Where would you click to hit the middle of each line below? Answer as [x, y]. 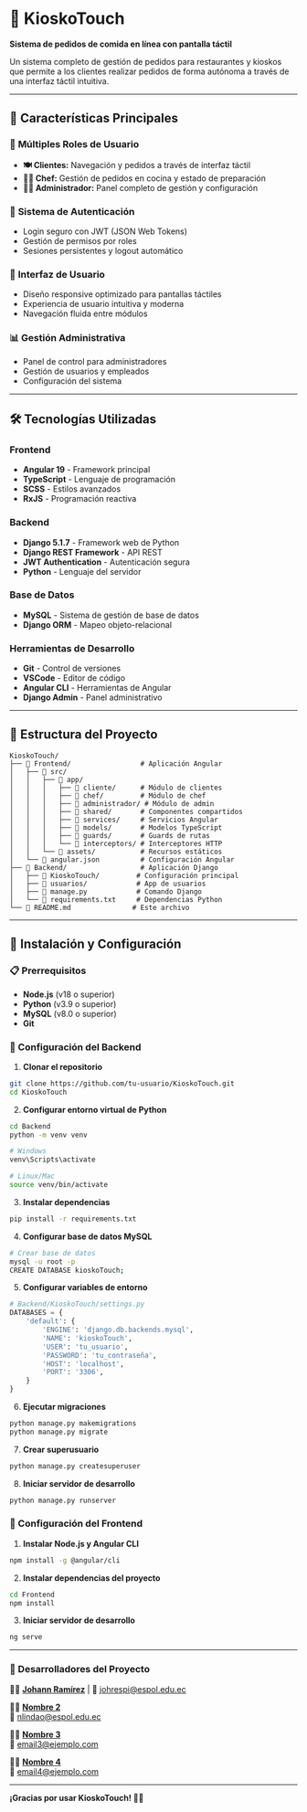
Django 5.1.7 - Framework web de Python [101, 542]
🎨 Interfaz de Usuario [57, 274]
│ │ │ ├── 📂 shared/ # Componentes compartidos [127, 811]
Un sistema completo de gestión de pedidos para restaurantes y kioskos [146, 61]
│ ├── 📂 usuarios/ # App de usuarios [108, 884]
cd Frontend [32, 1595]
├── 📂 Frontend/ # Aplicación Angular [116, 763]
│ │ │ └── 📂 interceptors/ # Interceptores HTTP [116, 843]
